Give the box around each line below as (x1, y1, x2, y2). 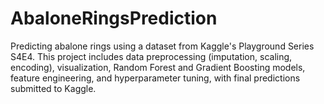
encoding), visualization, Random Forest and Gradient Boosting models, (10, 61, 306, 73)
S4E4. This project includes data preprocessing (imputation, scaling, (10, 50, 293, 62)
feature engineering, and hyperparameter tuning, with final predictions (10, 72, 301, 84)
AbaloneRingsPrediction (10, 7, 218, 30)
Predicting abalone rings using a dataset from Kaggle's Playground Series (10, 40, 315, 52)
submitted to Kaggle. (10, 82, 97, 94)
